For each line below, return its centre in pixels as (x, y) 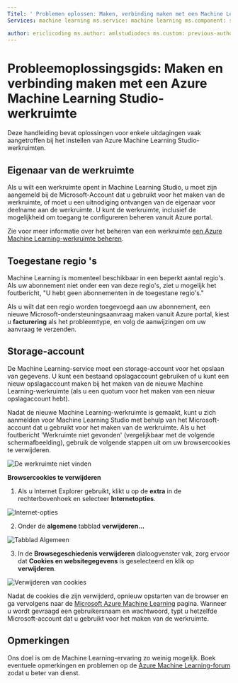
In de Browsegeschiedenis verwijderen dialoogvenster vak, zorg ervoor (124, 553)
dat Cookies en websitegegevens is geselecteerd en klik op (106, 561)
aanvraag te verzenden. (42, 329)
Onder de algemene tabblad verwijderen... (81, 526)
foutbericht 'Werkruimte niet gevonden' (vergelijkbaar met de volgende (111, 435)
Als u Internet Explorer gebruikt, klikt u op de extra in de (100, 491)
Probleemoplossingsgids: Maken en (115, 68)
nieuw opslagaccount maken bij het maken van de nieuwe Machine (105, 384)
